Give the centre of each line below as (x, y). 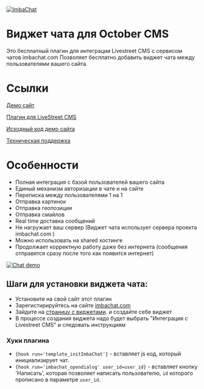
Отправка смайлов (40, 214)
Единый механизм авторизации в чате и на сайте (79, 188)
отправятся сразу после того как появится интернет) (84, 253)
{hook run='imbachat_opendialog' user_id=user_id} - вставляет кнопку (106, 366)
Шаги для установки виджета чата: (77, 284)
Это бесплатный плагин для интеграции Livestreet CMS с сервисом (94, 51)
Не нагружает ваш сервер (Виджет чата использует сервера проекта (106, 227)
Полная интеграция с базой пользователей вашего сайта (90, 182)
